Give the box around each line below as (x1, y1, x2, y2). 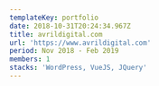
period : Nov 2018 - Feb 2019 (9, 47, 119, 56)
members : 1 (9, 55, 51, 64)
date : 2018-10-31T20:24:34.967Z (9, 21, 131, 30)
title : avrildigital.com (9, 30, 103, 39)
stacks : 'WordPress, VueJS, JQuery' (9, 64, 147, 73)
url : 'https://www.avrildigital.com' (9, 38, 152, 47)
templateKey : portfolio (9, 13, 99, 22)
